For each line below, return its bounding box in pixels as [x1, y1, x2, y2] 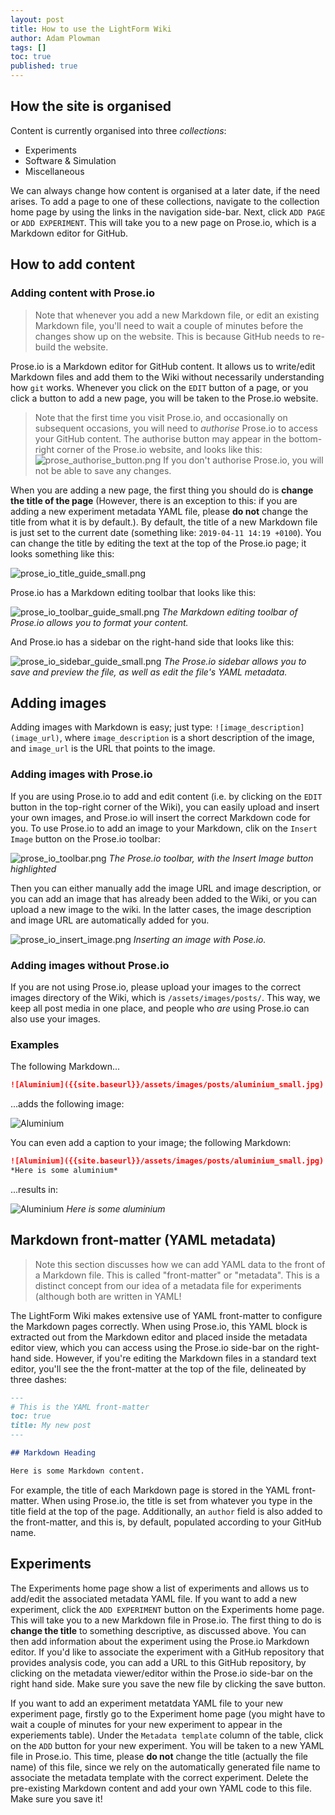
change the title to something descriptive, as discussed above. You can [10, 1624, 307, 1636]
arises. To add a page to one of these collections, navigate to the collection [10, 195, 320, 207]
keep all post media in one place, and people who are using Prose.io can [10, 1002, 310, 1014]
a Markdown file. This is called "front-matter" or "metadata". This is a [34, 1269, 320, 1281]
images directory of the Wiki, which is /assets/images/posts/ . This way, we [10, 991, 321, 1003]
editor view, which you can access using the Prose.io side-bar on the [10, 1341, 295, 1353]
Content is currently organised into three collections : [10, 124, 227, 136]
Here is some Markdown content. [10, 1466, 145, 1476]
